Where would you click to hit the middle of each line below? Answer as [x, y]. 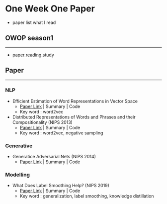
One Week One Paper [50, 9]
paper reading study [33, 55]
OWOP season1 [29, 38]
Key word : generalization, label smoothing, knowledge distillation [87, 196]
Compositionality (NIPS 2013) [42, 122]
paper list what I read [34, 22]
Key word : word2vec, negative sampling [61, 133]
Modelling [18, 175]
